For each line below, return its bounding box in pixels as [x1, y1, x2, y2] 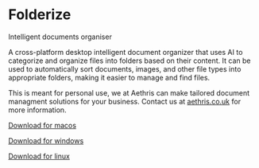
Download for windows [8, 135, 84, 145]
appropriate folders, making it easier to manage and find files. [8, 72, 211, 82]
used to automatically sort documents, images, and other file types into [8, 64, 242, 73]
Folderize [8, 6, 72, 24]
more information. [8, 105, 67, 115]
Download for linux [8, 151, 70, 161]
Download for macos [8, 120, 77, 130]
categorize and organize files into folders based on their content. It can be [8, 56, 251, 65]
